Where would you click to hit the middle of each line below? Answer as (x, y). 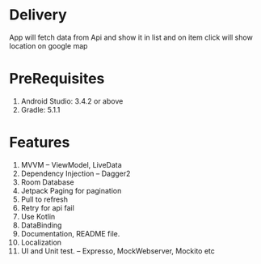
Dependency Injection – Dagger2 (76, 173)
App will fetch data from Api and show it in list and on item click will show (131, 37)
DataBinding (41, 225)
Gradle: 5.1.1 (40, 109)
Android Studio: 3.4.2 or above (72, 101)
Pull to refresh (44, 199)
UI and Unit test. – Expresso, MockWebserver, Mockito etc (118, 251)
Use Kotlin (38, 216)
